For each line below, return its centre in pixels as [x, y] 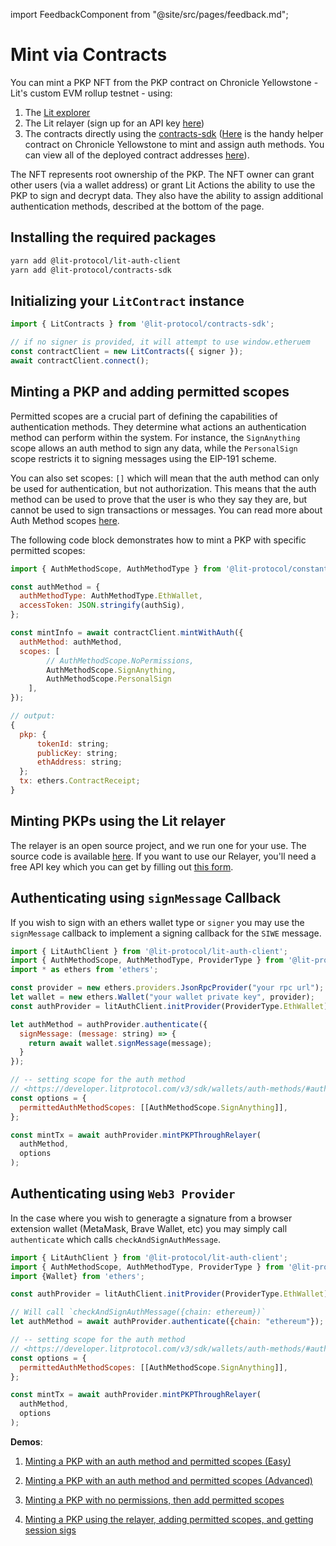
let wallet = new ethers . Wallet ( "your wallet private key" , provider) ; [162, 997]
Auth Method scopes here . [65, 520]
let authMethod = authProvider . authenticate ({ [109, 1024]
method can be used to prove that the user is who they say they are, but [159, 499]
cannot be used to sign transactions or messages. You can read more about [166, 510]
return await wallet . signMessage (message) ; [120, 1043]
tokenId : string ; [73, 744]
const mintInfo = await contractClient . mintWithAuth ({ [127, 633]
